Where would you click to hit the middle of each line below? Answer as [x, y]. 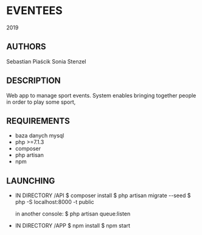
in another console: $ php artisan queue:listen [73, 214]
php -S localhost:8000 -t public [54, 202]
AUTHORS [26, 47]
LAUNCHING [31, 181]
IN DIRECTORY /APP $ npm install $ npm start [73, 226]
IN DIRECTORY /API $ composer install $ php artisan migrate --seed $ [103, 195]
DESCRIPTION [33, 81]
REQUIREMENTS [38, 121]
